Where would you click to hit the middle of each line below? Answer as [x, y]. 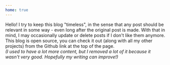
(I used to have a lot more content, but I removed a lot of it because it [78, 51]
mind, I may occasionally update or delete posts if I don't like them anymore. [85, 35]
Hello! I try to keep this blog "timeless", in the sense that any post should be [84, 24]
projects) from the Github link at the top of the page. [60, 46]
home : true [17, 10]
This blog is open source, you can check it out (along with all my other [79, 41]
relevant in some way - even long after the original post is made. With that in [85, 30]
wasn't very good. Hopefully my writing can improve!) [62, 57]
